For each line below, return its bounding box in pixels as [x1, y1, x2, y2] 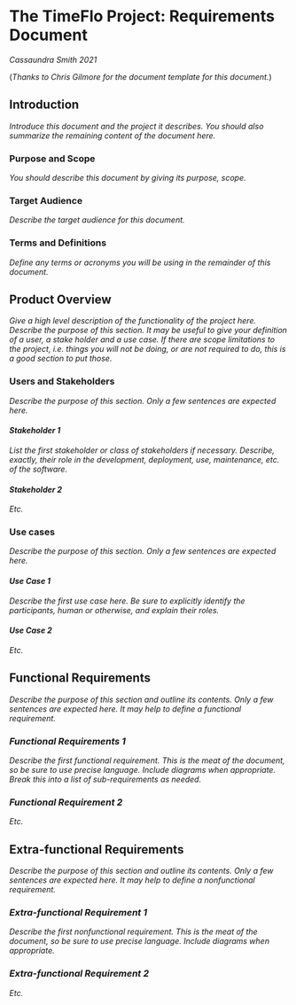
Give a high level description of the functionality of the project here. [9, 316, 257, 326]
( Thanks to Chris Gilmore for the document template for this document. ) [9, 71, 272, 82]
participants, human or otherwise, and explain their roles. [9, 604, 220, 615]
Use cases [9, 526, 56, 538]
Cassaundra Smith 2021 [9, 54, 97, 65]
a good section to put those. [9, 353, 113, 364]
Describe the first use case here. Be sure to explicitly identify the [9, 596, 245, 606]
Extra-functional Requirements [9, 842, 184, 857]
